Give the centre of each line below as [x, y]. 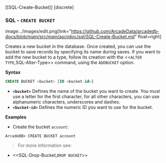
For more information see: [45, 145]
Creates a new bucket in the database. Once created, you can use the [78, 46]
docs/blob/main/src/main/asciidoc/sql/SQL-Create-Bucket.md [70, 37]
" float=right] [148, 37]
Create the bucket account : [40, 127]
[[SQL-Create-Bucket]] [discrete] [40, 7]
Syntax [13, 72]
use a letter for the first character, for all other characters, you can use [86, 97]
